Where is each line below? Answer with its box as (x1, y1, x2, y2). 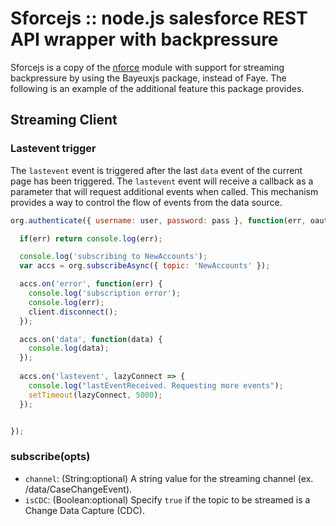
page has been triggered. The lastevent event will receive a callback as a (10, 175, 314, 187)
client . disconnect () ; (28, 307, 118, 317)
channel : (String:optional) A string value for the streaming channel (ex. (24, 472, 314, 484)
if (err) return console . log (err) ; (19, 233, 163, 244)
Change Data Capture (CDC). (24, 504, 145, 516)
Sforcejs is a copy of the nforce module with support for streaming (10, 61, 285, 73)
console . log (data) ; (28, 343, 110, 354)
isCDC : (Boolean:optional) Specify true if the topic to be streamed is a (24, 493, 311, 506)
